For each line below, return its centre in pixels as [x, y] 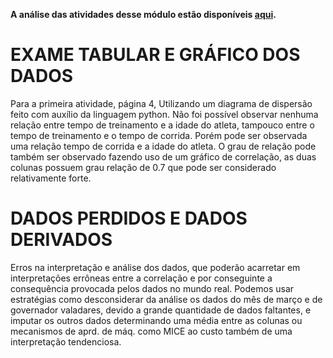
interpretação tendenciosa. [66, 341]
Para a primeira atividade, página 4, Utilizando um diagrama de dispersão [161, 103]
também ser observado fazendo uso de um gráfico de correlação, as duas [163, 156]
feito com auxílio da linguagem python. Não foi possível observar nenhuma [164, 114]
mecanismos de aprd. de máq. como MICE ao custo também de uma [151, 331]
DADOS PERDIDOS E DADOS [129, 218]
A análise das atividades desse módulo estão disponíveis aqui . [143, 14]
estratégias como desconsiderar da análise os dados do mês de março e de [166, 299]
